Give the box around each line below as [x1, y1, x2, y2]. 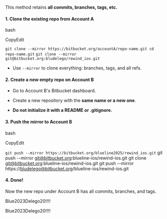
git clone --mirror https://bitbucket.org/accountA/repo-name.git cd [5, 46, 154, 52]
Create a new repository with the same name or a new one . [12, 98, 136, 104]
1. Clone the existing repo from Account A [5, 16, 94, 22]
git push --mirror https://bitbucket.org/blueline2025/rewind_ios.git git [5, 150, 163, 156]
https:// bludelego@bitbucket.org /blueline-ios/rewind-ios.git [5, 166, 129, 172]
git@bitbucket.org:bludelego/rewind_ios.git [5, 56, 100, 61]
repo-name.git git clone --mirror [5, 52, 76, 57]
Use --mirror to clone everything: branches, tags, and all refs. [12, 65, 142, 71]
